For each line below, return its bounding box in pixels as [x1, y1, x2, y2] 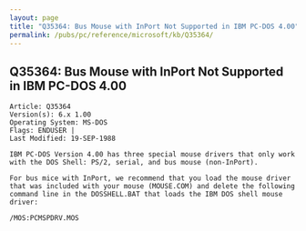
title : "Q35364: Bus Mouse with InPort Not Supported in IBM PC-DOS [9, 22, 275, 31]
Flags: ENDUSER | [9, 126, 76, 136]
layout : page [9, 13, 59, 23]
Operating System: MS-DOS [9, 118, 107, 127]
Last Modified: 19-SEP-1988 [9, 134, 117, 144]
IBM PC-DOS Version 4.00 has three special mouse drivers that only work [9, 150, 296, 159]
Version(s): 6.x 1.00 [9, 110, 92, 119]
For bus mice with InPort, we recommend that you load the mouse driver [9, 174, 291, 183]
